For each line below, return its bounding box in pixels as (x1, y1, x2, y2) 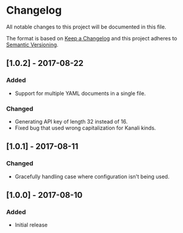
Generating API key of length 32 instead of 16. (14, 118, 128, 125)
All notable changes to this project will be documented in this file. (6, 23, 167, 30)
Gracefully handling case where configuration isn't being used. (14, 173, 170, 180)
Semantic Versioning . (6, 41, 58, 48)
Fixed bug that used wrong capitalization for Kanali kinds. (14, 124, 156, 131)
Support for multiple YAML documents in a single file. (14, 90, 146, 97)
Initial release (14, 221, 48, 229)
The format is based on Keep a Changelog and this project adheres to (6, 34, 178, 42)
